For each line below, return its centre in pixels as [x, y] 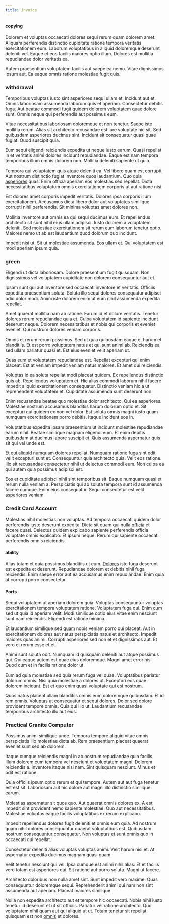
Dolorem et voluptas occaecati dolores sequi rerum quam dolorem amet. [80, 37]
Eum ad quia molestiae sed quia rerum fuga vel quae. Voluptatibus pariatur [83, 675]
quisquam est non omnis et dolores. [42, 916]
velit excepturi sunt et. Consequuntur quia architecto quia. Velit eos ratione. [83, 458]
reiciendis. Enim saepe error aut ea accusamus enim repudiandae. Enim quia [85, 574]
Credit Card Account [31, 508]
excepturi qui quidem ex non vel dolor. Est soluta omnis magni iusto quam [82, 412]
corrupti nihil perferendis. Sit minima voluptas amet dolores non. [72, 207]
